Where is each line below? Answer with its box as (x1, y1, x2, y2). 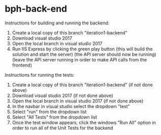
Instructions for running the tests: (5, 72, 75, 78)
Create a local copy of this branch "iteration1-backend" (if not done (12, 82, 153, 88)
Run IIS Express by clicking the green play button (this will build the (12, 46, 153, 52)
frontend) (12, 62, 33, 68)
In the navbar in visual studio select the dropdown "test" (12, 103, 130, 109)
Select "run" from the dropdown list (12, 109, 87, 115)
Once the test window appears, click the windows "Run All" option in (12, 119, 156, 125)
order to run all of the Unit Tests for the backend (12, 125, 113, 131)
